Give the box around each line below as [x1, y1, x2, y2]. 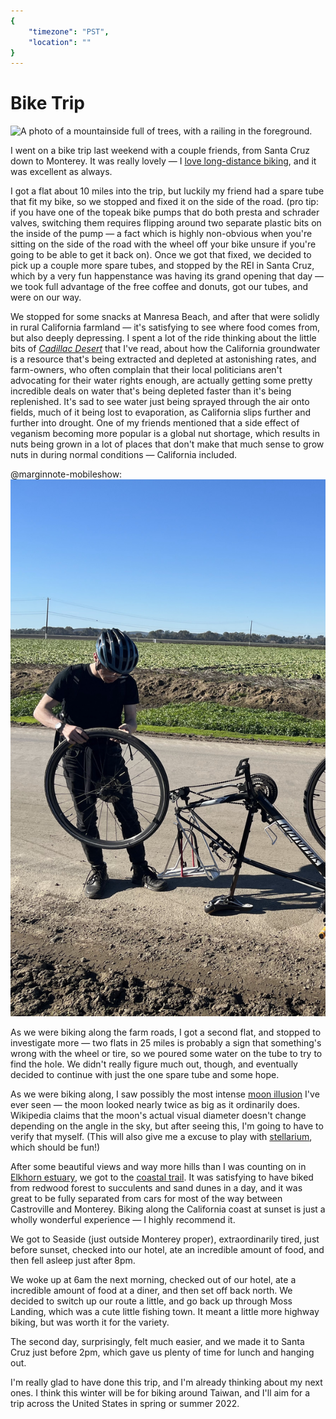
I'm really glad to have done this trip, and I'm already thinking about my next [10, 1376, 323, 1388]
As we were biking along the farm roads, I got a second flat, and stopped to [10, 1026, 322, 1038]
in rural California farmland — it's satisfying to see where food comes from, [10, 321, 321, 334]
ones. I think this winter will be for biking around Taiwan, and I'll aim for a [10, 1386, 311, 1399]
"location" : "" [28, 37, 92, 47]
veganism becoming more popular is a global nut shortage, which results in [10, 428, 320, 440]
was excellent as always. [10, 166, 113, 178]
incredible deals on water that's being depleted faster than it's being [10, 385, 292, 397]
